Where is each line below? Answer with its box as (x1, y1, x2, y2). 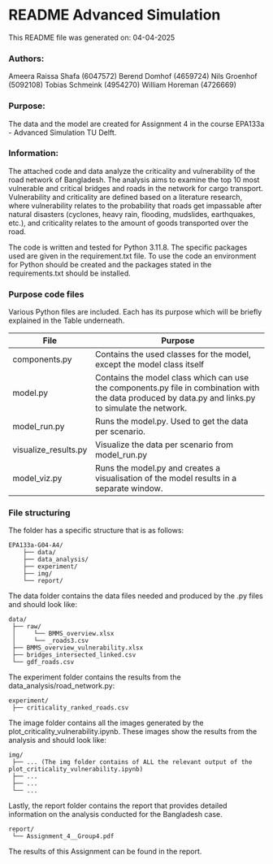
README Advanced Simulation (8, 6, 221, 24)
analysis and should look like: (8, 736, 107, 745)
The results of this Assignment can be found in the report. (8, 847, 202, 857)
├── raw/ (11, 623, 42, 631)
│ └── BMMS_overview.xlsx (11, 630, 115, 638)
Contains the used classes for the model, (94, 349, 251, 360)
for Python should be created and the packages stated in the (8, 259, 212, 269)
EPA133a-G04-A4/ (8, 541, 63, 549)
